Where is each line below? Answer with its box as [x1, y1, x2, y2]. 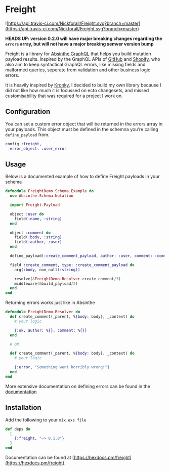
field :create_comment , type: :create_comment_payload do [10, 262, 135, 268]
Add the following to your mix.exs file [5, 416, 87, 423]
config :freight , [5, 141, 42, 146]
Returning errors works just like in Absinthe [5, 299, 95, 306]
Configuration [5, 107, 51, 116]
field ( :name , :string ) [14, 216, 62, 221]
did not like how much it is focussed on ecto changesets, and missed [5, 87, 149, 93]
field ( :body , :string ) [14, 235, 62, 240]
